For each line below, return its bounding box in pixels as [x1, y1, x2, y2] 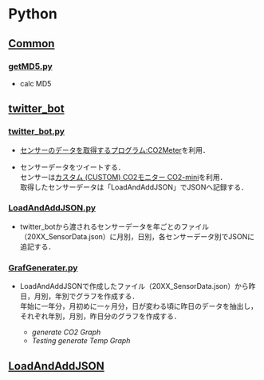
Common [8, 37, 55, 50]
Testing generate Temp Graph [31, 336, 131, 346]
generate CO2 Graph [31, 327, 101, 337]
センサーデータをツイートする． [19, 162, 125, 172]
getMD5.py [8, 61, 53, 72]
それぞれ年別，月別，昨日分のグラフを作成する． [19, 311, 181, 321]
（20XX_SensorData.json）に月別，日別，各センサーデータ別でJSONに [19, 231, 255, 241]
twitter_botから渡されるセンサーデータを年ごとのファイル [19, 222, 210, 231]
